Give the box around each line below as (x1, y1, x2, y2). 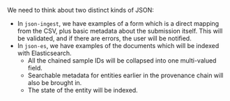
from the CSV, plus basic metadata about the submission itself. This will (17, 27, 223, 35)
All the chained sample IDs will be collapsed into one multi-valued (27, 56, 217, 65)
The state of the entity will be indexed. (27, 86, 138, 94)
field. (27, 64, 43, 72)
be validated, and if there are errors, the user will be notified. (17, 34, 192, 42)
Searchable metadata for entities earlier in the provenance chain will (27, 71, 224, 79)
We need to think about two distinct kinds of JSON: (7, 6, 155, 14)
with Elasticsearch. (17, 49, 72, 57)
